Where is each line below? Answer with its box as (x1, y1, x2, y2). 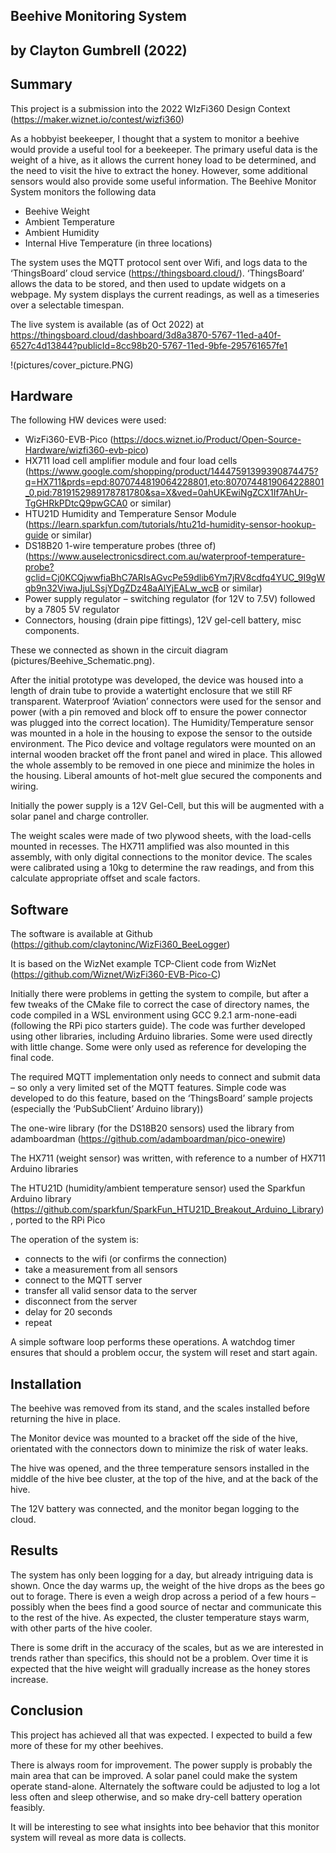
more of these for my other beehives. (10, 1739, 164, 1751)
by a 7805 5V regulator (24, 604, 120, 616)
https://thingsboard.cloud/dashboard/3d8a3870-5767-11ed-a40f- (10, 329, 282, 341)
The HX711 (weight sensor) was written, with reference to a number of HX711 (10, 1152, 326, 1164)
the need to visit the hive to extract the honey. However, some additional (10, 164, 308, 176)
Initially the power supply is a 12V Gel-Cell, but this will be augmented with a (10, 800, 325, 812)
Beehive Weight (24, 205, 90, 217)
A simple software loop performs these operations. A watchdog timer (10, 1336, 296, 1348)
